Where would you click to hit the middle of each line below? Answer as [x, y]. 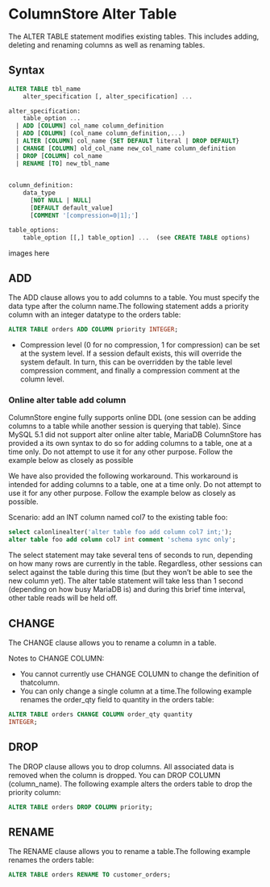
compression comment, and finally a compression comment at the [130, 371]
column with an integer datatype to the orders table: [95, 314]
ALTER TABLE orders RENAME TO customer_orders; [90, 875]
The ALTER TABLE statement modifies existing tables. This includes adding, [134, 36]
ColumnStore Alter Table [93, 14]
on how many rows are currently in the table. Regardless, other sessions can [135, 564]
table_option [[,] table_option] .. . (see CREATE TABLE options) [137, 237]
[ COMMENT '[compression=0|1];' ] [84, 215]
